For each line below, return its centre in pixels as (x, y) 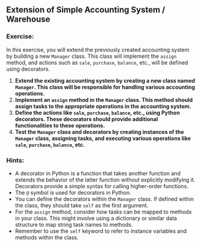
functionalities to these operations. (60, 125)
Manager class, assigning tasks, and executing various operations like (103, 138)
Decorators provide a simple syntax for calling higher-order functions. (101, 186)
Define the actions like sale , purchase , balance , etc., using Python (97, 112)
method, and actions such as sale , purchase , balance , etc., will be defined (97, 62)
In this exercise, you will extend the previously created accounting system (98, 49)
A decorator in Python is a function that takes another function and (97, 173)
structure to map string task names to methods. (74, 224)
